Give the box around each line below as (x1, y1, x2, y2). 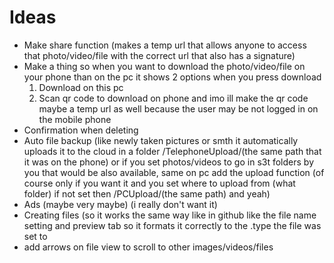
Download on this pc (38, 81, 124, 93)
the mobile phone (38, 113, 112, 125)
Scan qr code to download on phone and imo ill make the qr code (38, 92, 309, 104)
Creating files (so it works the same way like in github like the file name (23, 209, 317, 221)
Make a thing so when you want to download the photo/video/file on (23, 60, 306, 72)
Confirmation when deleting (23, 124, 139, 136)
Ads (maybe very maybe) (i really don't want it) (23, 198, 218, 210)
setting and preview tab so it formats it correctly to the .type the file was (23, 219, 322, 231)
